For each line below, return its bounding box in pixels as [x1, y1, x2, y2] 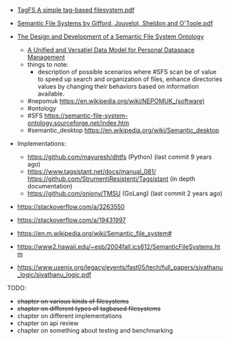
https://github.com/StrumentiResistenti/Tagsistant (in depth [27, 175, 196, 183]
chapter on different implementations [16, 312, 122, 320]
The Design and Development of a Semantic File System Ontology [16, 32, 205, 41]
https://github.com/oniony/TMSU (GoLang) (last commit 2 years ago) [27, 189, 223, 197]
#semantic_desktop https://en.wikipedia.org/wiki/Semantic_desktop [27, 126, 220, 134]
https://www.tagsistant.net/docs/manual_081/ [27, 168, 157, 175]
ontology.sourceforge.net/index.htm [27, 119, 129, 126]
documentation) [27, 182, 73, 190]
